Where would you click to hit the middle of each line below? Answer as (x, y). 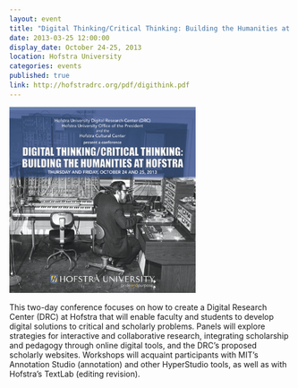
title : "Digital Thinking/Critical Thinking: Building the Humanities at (150, 28)
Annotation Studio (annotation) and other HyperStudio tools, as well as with (148, 365)
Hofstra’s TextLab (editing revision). (75, 374)
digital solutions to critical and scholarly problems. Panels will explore (137, 326)
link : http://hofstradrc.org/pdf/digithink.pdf (100, 85)
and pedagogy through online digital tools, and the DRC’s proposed (133, 346)
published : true (39, 76)
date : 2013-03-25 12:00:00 (60, 38)
